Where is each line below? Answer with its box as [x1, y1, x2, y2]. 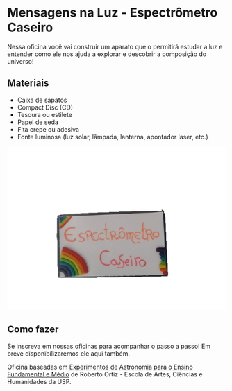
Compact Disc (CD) [17, 103, 74, 112]
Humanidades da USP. [7, 377, 72, 385]
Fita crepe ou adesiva [17, 125, 80, 133]
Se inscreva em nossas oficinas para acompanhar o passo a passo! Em [7, 342, 211, 350]
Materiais [7, 78, 49, 89]
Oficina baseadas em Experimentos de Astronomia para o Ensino [7, 363, 193, 371]
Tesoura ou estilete [17, 110, 73, 119]
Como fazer [7, 324, 59, 336]
